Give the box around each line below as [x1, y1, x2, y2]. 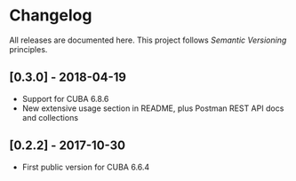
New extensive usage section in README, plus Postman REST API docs [21, 103, 284, 114]
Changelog [9, 5, 92, 26]
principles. [9, 43, 48, 54]
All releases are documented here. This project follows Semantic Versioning [9, 35, 287, 45]
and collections [21, 112, 78, 122]
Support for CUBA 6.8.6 [21, 93, 109, 104]
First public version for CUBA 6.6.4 [21, 161, 150, 172]
